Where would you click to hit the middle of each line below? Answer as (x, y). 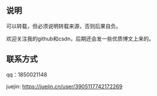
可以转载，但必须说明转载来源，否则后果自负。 (64, 26)
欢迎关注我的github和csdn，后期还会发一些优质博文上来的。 (80, 39)
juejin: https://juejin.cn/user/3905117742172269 (64, 86)
